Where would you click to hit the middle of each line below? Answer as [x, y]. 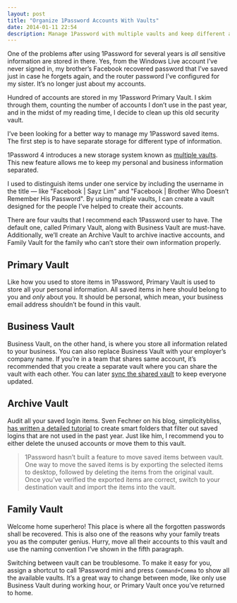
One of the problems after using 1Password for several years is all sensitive [116, 54]
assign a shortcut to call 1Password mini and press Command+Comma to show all [119, 570]
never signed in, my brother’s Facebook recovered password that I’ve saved [117, 69]
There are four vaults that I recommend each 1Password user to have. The [115, 220]
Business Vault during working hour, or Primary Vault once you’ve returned [116, 585]
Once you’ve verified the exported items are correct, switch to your [122, 479]
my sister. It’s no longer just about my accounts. [77, 84]
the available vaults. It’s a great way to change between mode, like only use [117, 578]
